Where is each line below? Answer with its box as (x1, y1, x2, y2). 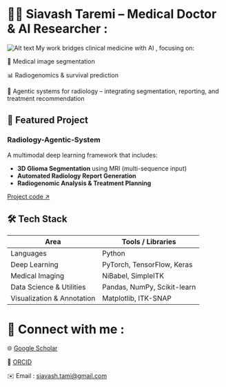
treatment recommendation (7, 94, 85, 102)
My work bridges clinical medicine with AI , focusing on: (35, 44, 195, 52)
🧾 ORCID (7, 358, 32, 366)
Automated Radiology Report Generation (17, 171, 136, 180)
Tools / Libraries (121, 237, 176, 247)
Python (102, 249, 125, 258)
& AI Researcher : (7, 21, 108, 37)
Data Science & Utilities (10, 283, 86, 292)
